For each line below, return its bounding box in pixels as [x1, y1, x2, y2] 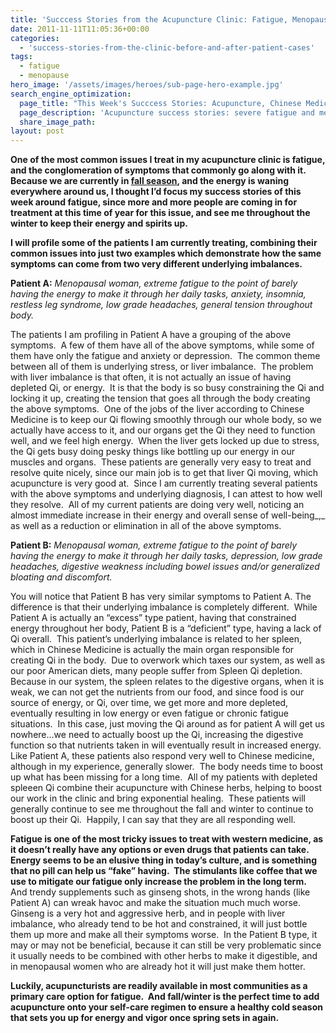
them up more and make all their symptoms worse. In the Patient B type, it [10, 929, 318, 941]
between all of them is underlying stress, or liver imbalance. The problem [10, 361, 314, 373]
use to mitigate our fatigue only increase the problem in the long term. [10, 876, 307, 888]
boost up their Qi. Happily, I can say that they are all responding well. [10, 814, 297, 826]
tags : [10, 52, 33, 62]
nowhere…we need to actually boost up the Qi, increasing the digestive [10, 729, 304, 741]
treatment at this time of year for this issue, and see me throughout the [10, 207, 311, 219]
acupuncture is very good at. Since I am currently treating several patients [10, 477, 318, 490]
